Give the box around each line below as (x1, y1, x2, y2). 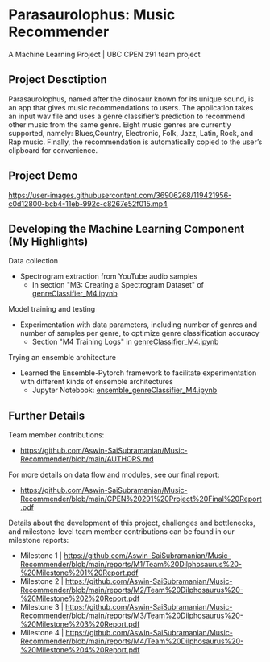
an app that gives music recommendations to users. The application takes (8, 102, 254, 112)
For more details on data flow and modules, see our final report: (8, 470, 220, 480)
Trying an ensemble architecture (8, 353, 117, 362)
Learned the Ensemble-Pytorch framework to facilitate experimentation (19, 368, 257, 378)
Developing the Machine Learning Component (8, 221, 245, 235)
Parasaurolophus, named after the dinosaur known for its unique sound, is (8, 94, 254, 104)
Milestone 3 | (19, 602, 64, 612)
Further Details (8, 408, 85, 422)
